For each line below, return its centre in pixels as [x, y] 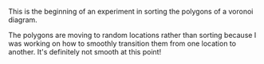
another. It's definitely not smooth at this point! [85, 52]
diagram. [23, 20]
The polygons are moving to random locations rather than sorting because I [132, 35]
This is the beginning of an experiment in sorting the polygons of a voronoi [131, 11]
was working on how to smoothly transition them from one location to [122, 43]
